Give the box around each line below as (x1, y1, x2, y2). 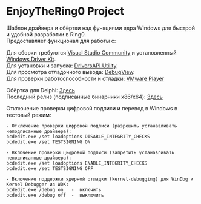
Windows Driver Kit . (6, 55, 56, 63)
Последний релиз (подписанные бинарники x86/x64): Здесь (6, 93, 163, 100)
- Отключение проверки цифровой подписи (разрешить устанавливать (6, 123, 177, 129)
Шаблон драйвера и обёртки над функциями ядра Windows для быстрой (6, 24, 196, 32)
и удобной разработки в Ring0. (6, 30, 87, 38)
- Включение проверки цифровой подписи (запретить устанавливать (6, 149, 174, 155)
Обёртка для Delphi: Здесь (6, 86, 76, 93)
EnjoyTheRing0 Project (6, 4, 125, 18)
